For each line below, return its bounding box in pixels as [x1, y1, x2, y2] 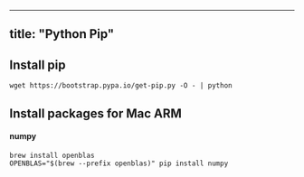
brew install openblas [9, 151, 95, 160]
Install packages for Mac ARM [9, 106, 183, 121]
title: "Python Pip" [9, 26, 115, 42]
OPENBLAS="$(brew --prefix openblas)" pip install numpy [9, 159, 229, 168]
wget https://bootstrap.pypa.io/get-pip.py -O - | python [9, 81, 233, 90]
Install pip [9, 57, 66, 72]
